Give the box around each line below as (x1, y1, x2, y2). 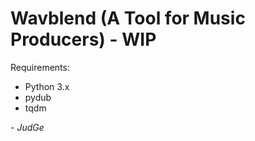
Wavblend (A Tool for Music (10, 7, 246, 30)
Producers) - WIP (10, 28, 157, 51)
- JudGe (10, 121, 45, 133)
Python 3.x (24, 80, 70, 92)
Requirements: (10, 61, 70, 73)
